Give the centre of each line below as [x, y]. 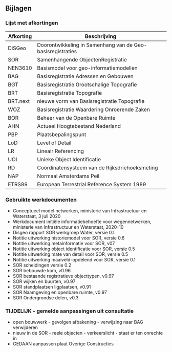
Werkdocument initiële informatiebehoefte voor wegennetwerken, [82, 222]
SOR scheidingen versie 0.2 [42, 265]
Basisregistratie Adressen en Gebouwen [85, 76]
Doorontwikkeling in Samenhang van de [85, 45]
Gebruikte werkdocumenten [41, 200]
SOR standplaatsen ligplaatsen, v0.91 [52, 287]
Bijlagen [19, 8]
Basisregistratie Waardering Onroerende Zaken [93, 109]
